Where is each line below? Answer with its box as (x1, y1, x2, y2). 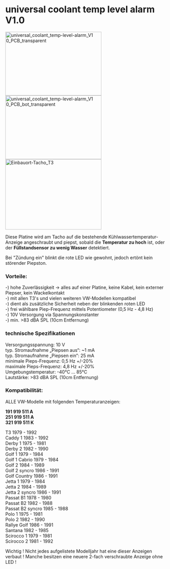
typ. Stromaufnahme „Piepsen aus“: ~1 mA (5, 347, 95, 353)
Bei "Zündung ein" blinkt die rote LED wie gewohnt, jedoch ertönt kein (5, 255, 153, 261)
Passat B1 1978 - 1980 (5, 494, 52, 500)
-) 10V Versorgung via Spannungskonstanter (5, 311, 99, 318)
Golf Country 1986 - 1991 (5, 473, 58, 479)
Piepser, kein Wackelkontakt (5, 290, 65, 296)
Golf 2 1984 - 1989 (5, 462, 45, 468)
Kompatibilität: (5, 387, 44, 394)
